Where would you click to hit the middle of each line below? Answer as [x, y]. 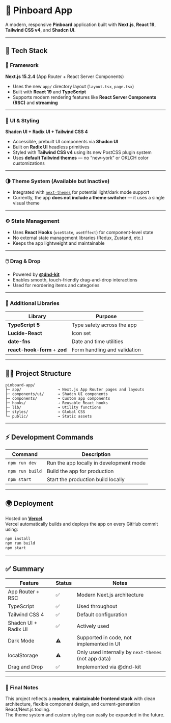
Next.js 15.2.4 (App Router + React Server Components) [65, 76]
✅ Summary [25, 569]
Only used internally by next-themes [119, 652]
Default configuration [102, 614]
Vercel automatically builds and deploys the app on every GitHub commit [82, 524]
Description [96, 454]
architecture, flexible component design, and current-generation [73, 704]
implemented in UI [98, 643]
